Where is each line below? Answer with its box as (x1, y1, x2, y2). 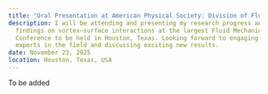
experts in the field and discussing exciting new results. (15, 41, 219, 49)
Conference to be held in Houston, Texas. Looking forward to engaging (15, 33, 259, 42)
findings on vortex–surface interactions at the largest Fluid (15, 26, 230, 34)
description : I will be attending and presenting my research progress (8, 19, 251, 27)
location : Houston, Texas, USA (8, 57, 112, 65)
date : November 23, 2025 (8, 49, 91, 57)
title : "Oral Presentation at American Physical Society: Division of (8, 11, 248, 20)
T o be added (8, 77, 50, 88)
